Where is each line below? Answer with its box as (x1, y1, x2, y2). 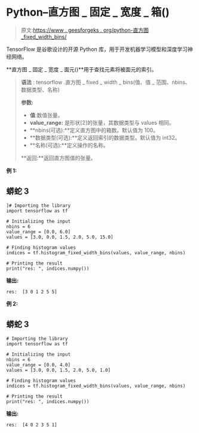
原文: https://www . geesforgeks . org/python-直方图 (20, 26, 149, 34)
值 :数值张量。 (29, 112, 63, 119)
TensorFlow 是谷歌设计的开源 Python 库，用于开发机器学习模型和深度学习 (6, 46, 188, 53)
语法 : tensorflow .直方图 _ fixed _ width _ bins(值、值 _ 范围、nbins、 (20, 79, 191, 86)
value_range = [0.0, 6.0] (6, 228, 71, 234)
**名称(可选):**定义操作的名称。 (29, 142, 109, 149)
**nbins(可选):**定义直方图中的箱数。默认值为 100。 (29, 127, 159, 134)
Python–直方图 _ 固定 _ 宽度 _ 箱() (6, 5, 170, 19)
